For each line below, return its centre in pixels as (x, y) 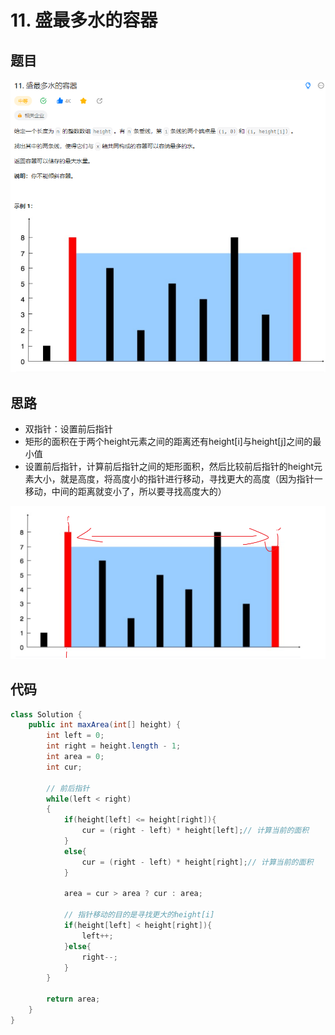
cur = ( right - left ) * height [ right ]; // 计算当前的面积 (197, 862)
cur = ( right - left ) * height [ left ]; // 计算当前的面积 (195, 831)
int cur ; (64, 767)
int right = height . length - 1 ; (114, 746)
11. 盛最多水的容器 (84, 20)
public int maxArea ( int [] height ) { (105, 725)
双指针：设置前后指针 (68, 429)
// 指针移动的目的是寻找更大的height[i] (139, 915)
